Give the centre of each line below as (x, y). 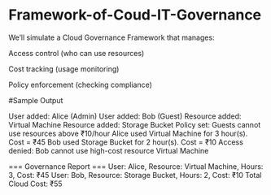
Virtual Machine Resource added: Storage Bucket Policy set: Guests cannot (135, 124)
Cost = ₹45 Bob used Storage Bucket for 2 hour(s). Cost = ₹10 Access (126, 142)
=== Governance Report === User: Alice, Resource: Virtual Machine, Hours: (136, 166)
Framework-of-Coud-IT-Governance (135, 15)
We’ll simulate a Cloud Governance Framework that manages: (111, 37)
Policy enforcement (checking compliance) (81, 84)
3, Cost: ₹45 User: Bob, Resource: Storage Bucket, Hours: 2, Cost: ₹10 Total (135, 175)
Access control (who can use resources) (76, 53)
